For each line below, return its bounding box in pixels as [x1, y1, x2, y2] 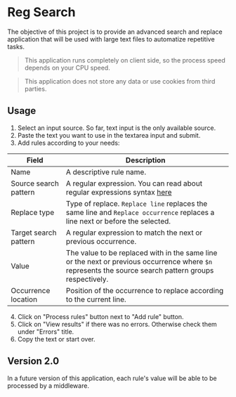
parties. [24, 84, 47, 93]
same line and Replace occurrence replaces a [65, 207, 215, 217]
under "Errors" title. [17, 327, 74, 336]
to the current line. [65, 294, 126, 304]
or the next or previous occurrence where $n [65, 256, 213, 266]
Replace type [11, 207, 55, 217]
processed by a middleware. [7, 381, 90, 390]
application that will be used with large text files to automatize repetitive [7, 34, 216, 43]
